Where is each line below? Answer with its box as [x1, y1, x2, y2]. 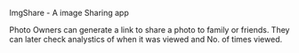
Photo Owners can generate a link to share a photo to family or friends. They [9, 25, 290, 34]
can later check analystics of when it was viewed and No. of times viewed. [9, 34, 283, 44]
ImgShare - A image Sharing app [9, 8, 129, 18]
